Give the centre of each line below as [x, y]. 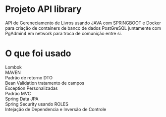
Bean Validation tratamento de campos [45, 83]
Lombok [14, 67]
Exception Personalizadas [31, 88]
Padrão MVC [18, 93]
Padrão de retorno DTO [29, 77]
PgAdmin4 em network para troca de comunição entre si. [64, 33]
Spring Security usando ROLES [37, 104]
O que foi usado [38, 54]
